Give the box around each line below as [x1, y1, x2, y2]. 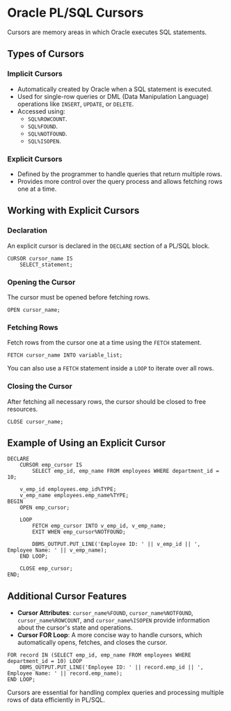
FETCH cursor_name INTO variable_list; [7, 352, 123, 359]
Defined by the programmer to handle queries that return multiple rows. [17, 169, 223, 178]
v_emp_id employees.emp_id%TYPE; [19, 486, 117, 493]
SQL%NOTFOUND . [27, 129, 67, 137]
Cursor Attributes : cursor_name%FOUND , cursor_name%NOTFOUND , [17, 609, 193, 617]
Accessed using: [17, 107, 66, 116]
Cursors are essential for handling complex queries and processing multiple [7, 688, 224, 697]
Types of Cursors [7, 48, 85, 60]
